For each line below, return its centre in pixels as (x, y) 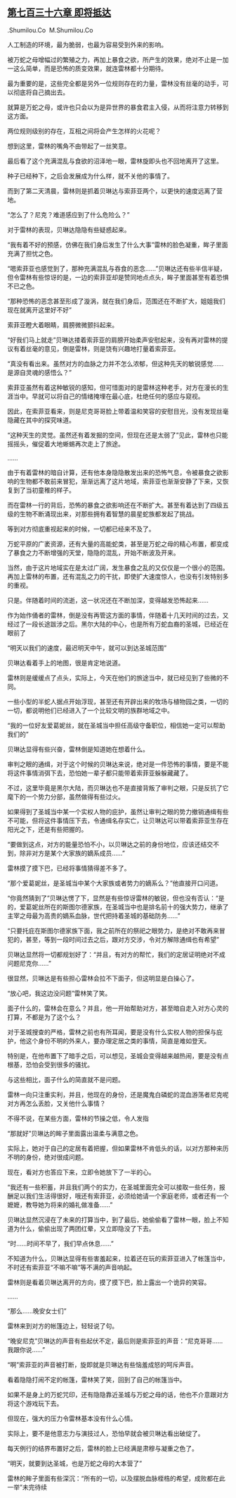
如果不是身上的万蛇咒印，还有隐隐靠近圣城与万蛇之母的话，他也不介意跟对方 (118, 1394)
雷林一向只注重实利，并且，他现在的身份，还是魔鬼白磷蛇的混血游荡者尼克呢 (118, 1094)
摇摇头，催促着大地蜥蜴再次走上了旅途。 (66, 443)
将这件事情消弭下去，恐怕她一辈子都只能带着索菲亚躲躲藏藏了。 (99, 773)
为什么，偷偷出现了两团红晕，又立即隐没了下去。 (84, 1228)
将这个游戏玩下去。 (35, 1403)
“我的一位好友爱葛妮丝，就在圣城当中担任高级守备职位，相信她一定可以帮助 (117, 725)
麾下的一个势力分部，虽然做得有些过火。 (66, 797)
